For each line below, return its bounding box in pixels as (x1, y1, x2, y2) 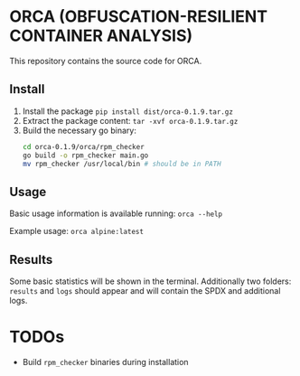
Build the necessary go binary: (22, 125, 137, 136)
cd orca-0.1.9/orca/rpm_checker (22, 142, 145, 151)
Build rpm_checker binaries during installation (22, 356, 189, 367)
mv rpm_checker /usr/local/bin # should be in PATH (22, 159, 221, 168)
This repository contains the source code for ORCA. (9, 55, 202, 66)
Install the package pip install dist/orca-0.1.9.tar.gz (22, 106, 233, 117)
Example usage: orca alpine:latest (9, 226, 145, 237)
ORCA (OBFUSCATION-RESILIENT (9, 6, 268, 27)
